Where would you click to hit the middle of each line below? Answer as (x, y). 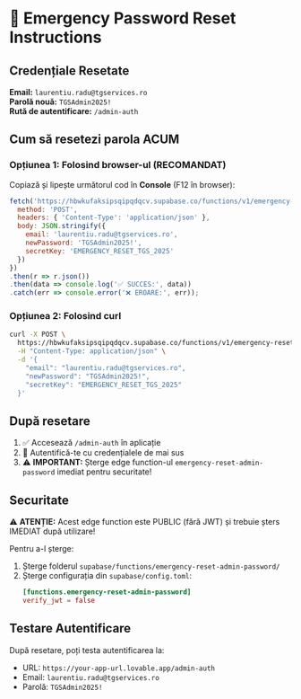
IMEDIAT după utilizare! (52, 531)
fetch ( (21, 201)
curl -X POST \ (38, 335)
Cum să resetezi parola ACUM (95, 140)
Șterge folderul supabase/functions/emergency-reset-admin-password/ (151, 566)
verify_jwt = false (59, 600)
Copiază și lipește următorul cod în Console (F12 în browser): (122, 184)
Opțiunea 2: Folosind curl (65, 316)
